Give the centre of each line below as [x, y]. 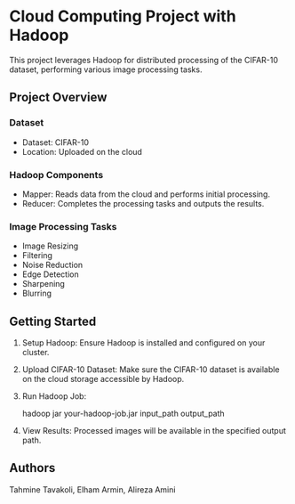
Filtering [37, 256]
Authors [32, 468]
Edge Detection [50, 274]
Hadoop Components [56, 175]
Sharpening [43, 284]
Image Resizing [50, 246]
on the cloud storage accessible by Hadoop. [103, 379]
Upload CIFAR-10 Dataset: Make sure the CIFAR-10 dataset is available [151, 370]
